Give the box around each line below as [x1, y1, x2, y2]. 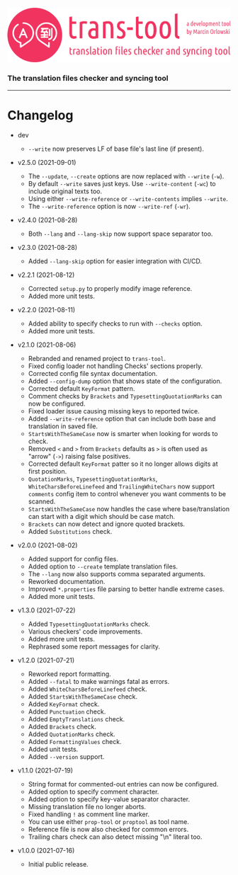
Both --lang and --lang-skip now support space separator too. [28, 229, 213, 238]
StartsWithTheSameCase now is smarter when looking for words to [28, 429, 218, 437]
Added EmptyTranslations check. [28, 714, 125, 723]
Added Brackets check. [28, 722, 97, 731]
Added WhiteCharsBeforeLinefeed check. [28, 685, 147, 693]
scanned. [28, 497, 56, 505]
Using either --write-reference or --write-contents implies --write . [28, 194, 228, 202]
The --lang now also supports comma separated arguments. [28, 569, 205, 578]
